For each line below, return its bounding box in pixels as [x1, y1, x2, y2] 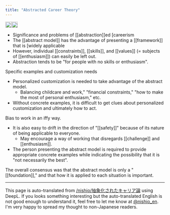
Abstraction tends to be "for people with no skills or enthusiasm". [12, 59, 148, 65]
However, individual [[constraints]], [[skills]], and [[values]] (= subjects [12, 48, 160, 54]
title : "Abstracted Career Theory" [5, 7, 80, 13]
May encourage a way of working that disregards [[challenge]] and [20, 136, 160, 142]
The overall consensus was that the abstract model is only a [5, 167, 131, 173]
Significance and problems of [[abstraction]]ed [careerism [12, 32, 135, 38]
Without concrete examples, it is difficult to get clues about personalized [12, 100, 164, 106]
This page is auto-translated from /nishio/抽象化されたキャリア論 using [5, 188, 153, 194]
